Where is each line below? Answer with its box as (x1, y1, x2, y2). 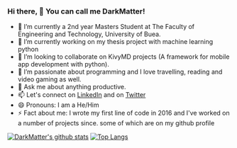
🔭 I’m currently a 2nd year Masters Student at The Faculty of (17, 23, 195, 31)
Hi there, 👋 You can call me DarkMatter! (7, 6, 145, 16)
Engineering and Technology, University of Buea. (17, 30, 161, 38)
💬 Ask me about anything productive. (17, 83, 126, 91)
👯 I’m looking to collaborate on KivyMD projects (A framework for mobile (17, 52, 230, 61)
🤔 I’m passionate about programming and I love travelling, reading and (17, 67, 223, 76)
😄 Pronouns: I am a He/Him (17, 101, 99, 109)
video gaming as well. (17, 75, 82, 84)
